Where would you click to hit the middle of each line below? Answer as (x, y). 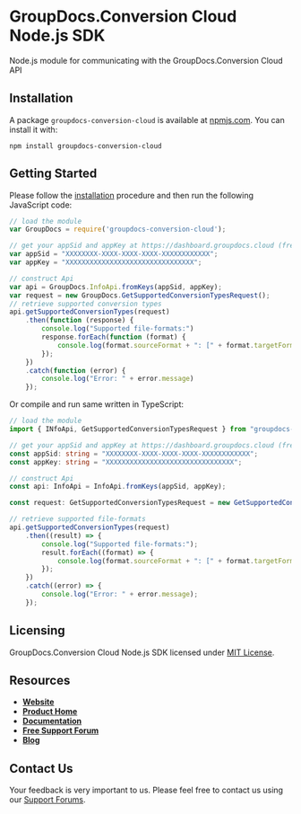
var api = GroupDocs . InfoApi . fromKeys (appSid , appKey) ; (116, 287)
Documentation (52, 721)
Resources (40, 681)
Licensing (37, 631)
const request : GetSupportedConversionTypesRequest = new (120, 503)
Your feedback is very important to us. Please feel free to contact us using (146, 790)
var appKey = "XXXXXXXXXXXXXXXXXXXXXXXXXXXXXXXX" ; (106, 262)
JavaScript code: (41, 205)
